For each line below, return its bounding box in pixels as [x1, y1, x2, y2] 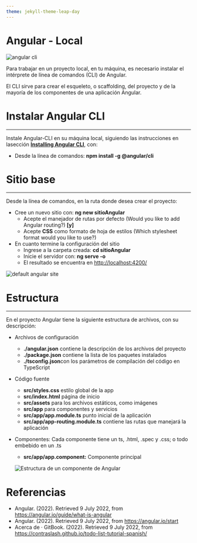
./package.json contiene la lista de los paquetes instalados [23, 352, 167, 359]
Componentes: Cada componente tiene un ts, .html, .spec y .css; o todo [14, 436, 188, 443]
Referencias [6, 485, 66, 499]
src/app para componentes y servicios [23, 406, 118, 413]
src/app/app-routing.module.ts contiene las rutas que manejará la [23, 418, 186, 425]
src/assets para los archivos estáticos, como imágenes [23, 399, 158, 406]
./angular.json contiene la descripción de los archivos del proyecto [23, 345, 186, 352]
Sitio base [6, 173, 56, 186]
